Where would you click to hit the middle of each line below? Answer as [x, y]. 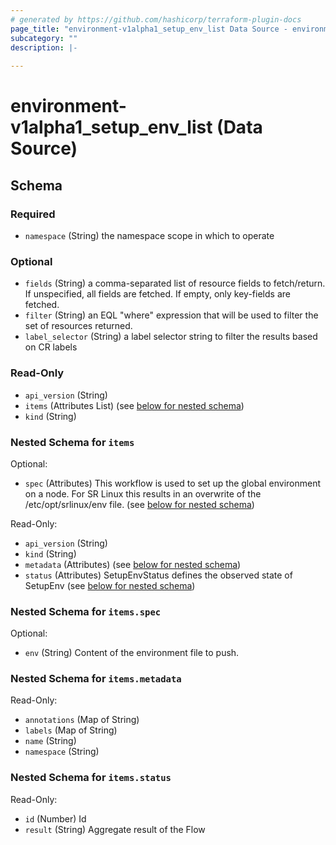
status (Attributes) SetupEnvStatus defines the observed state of [158, 575]
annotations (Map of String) [82, 720]
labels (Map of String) [71, 730]
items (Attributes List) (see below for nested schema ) [134, 405]
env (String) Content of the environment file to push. [132, 653]
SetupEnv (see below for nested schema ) [110, 585]
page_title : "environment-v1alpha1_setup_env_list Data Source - [149, 29]
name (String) [50, 741]
